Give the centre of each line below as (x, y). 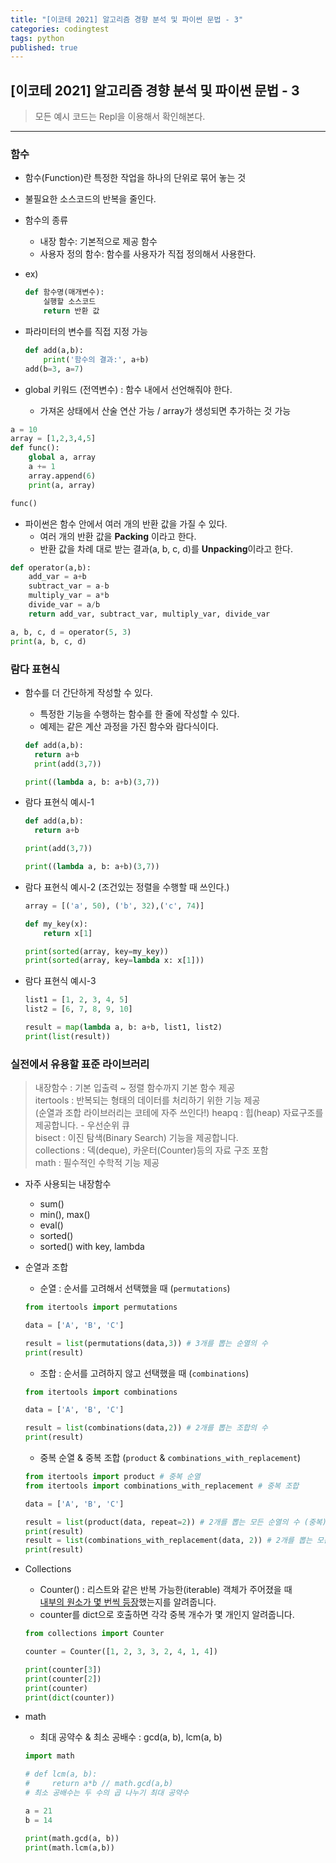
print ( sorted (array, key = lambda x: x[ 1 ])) (114, 961)
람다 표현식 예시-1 (59, 802)
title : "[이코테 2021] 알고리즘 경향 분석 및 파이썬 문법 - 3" (127, 19)
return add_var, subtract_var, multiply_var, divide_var (149, 614)
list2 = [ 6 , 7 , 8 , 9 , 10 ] (78, 1009)
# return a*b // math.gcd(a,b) (99, 1784)
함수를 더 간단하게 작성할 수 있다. (88, 692)
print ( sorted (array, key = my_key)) (96, 951)
